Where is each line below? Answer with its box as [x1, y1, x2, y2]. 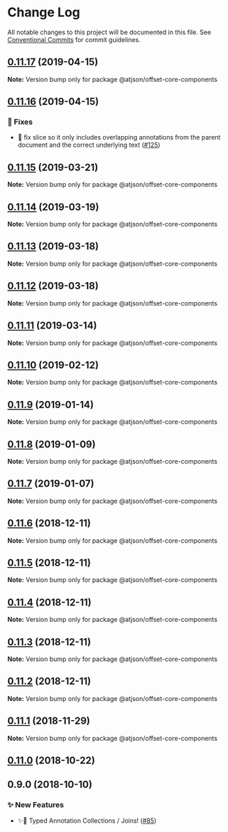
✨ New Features [7, 800, 64, 810]
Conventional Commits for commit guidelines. [7, 35, 141, 43]
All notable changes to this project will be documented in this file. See [7, 28, 212, 36]
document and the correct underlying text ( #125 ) [17, 140, 161, 150]
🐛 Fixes [7, 117, 33, 127]
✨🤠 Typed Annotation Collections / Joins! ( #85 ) [17, 816, 157, 825]
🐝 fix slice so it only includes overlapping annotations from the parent [17, 133, 221, 142]
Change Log [7, 4, 80, 21]
